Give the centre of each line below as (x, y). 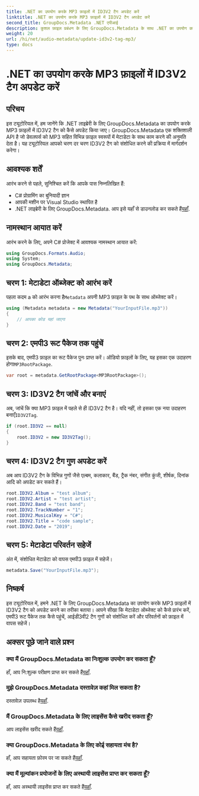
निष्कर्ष (15, 589)
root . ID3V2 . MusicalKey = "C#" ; (45, 515)
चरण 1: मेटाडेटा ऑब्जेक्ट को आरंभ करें (59, 283)
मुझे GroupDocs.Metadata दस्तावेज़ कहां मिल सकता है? (73, 687)
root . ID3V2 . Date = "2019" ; (39, 526)
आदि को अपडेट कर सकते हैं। (34, 482)
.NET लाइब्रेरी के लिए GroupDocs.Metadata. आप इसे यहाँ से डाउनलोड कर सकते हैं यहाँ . (102, 209)
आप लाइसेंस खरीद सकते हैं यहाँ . (35, 730)
